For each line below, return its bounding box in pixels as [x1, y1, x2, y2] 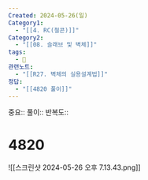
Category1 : [8, 19, 44, 27]
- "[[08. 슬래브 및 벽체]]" [15, 41, 98, 49]
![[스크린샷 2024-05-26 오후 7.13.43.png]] [8, 163, 141, 172]
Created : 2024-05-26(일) [8, 11, 88, 20]
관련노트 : [8, 63, 34, 71]
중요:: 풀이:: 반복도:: [8, 107, 69, 117]
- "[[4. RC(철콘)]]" [15, 26, 80, 34]
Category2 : [8, 33, 44, 42]
